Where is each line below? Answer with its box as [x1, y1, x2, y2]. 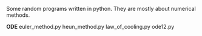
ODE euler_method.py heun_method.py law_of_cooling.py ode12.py [6, 23, 175, 30]
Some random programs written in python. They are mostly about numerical [6, 5, 196, 12]
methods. [6, 11, 30, 19]
